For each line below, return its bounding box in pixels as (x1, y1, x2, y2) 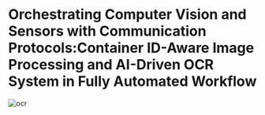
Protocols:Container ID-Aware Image (8, 39, 255, 57)
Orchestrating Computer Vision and (8, 6, 247, 24)
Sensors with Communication (8, 22, 207, 40)
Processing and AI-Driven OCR (8, 56, 215, 74)
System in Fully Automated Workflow (8, 72, 257, 91)
